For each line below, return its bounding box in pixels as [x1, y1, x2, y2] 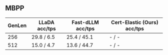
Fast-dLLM [71, 18, 99, 25]
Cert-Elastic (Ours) [110, 18, 158, 25]
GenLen [7, 22, 27, 29]
